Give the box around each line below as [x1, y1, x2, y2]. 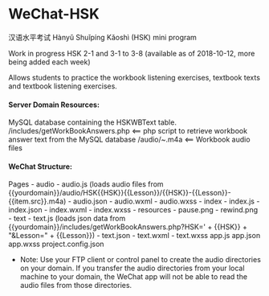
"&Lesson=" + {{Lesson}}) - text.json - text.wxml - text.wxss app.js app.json [8, 231, 261, 240]
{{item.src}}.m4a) [8, 196, 67, 206]
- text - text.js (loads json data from [8, 214, 126, 224]
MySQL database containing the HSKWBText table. [8, 117, 177, 127]
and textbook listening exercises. [8, 81, 118, 91]
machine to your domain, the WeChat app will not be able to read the [19, 272, 247, 282]
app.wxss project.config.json [8, 239, 104, 249]
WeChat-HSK [8, 5, 100, 23]
